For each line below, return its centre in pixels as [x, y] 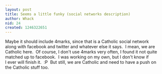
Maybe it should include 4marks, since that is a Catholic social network [77, 41]
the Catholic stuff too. [27, 67]
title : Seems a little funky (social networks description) [68, 14]
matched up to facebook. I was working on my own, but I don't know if [77, 57]
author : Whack [20, 18]
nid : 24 [13, 23]
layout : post [18, 9]
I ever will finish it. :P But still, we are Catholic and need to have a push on [81, 62]
